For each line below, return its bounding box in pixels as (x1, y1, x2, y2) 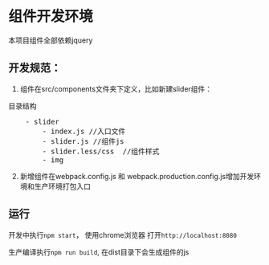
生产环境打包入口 (34, 181, 91, 191)
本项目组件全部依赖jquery (8, 35, 93, 45)
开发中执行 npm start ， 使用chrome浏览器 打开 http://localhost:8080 (8, 230, 237, 239)
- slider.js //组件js (42, 137, 124, 145)
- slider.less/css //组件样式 (42, 146, 160, 156)
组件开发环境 (8, 7, 94, 26)
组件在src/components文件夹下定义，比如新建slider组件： (19, 84, 213, 93)
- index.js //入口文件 (42, 126, 126, 136)
